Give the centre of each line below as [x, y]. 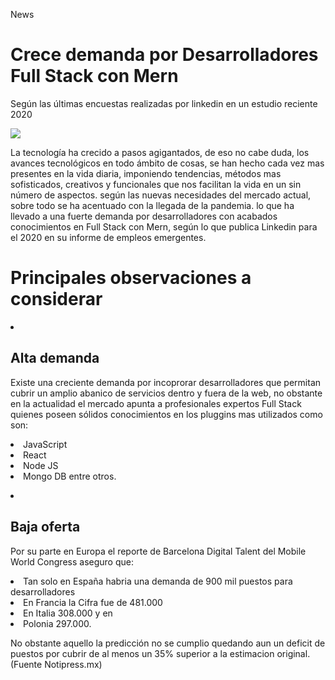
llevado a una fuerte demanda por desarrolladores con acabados [144, 216]
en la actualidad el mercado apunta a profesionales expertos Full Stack [156, 403]
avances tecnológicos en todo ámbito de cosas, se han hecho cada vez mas [167, 163]
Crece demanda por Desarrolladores [164, 55]
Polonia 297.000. [57, 623]
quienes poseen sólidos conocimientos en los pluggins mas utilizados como [166, 414]
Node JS [41, 465]
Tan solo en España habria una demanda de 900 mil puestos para [158, 581]
